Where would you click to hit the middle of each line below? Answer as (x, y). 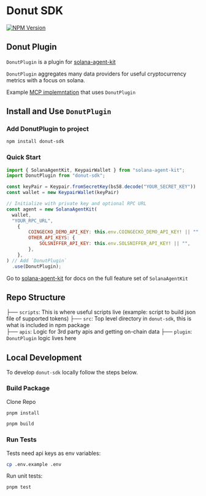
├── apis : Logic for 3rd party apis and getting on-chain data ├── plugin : (99, 331)
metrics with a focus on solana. (46, 80)
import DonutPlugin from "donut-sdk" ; (56, 176)
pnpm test (19, 487)
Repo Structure (36, 297)
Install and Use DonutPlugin (59, 111)
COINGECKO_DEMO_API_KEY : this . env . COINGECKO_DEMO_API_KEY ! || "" (114, 232)
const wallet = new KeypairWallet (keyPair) (63, 193)
